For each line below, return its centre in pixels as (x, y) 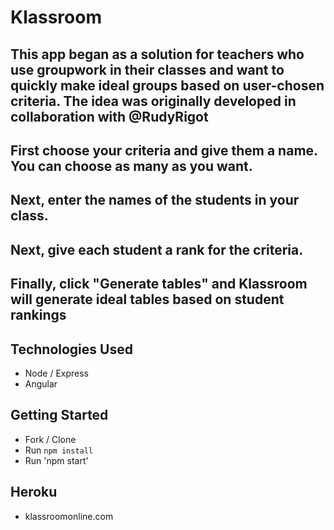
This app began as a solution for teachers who (157, 54)
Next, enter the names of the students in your (155, 200)
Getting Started (59, 415)
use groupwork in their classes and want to (147, 69)
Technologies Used (71, 349)
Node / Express (57, 373)
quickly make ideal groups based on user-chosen (167, 85)
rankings (38, 315)
